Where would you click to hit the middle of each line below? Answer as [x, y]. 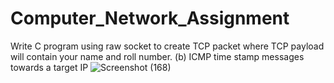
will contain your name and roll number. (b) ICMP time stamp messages [157, 56]
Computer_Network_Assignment [150, 18]
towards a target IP [49, 67]
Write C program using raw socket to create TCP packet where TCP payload [167, 46]
